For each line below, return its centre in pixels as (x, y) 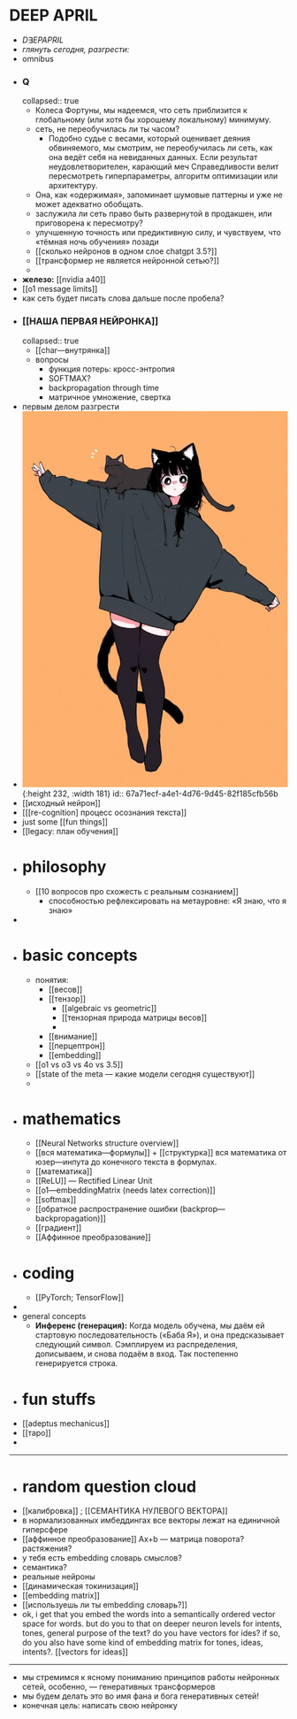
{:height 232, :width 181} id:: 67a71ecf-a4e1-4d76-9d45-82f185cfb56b (150, 794)
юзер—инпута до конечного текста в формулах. (126, 1162)
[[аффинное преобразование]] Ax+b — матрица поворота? (133, 1539)
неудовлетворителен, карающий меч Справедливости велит (164, 167)
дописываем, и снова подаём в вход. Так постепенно (137, 1354)
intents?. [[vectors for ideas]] (75, 1652)
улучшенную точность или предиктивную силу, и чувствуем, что (158, 233)
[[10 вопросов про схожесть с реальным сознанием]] (137, 891)
